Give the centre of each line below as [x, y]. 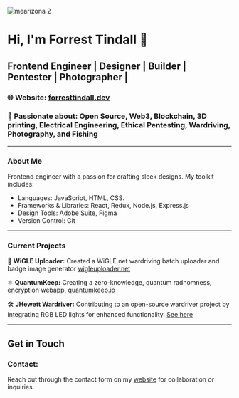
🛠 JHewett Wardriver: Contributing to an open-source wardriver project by [118, 304]
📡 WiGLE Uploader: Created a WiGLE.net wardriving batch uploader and [113, 261]
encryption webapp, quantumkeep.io [62, 290]
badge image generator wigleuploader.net [69, 269]
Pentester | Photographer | [68, 77]
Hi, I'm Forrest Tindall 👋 [78, 40]
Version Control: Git [47, 221]
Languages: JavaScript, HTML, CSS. [71, 198]
